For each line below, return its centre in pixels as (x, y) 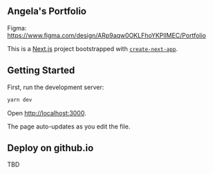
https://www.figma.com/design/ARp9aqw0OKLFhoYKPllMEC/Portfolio (106, 35)
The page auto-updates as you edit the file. (69, 126)
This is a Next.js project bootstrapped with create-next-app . (93, 48)
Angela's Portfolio (47, 11)
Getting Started (41, 71)
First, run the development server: (56, 87)
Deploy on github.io (50, 148)
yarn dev (20, 99)
